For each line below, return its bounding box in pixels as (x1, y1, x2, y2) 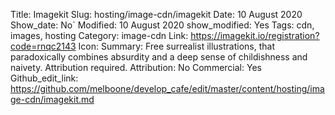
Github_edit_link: (10, 72, 79, 84)
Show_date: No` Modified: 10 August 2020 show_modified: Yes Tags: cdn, (10, 19, 315, 31)
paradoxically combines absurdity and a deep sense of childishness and (10, 51, 308, 63)
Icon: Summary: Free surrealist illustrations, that (78, 40, 276, 52)
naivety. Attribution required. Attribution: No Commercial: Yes (10, 62, 262, 73)
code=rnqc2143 (10, 40, 77, 52)
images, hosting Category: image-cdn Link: (10, 30, 189, 41)
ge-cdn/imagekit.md (10, 94, 95, 105)
